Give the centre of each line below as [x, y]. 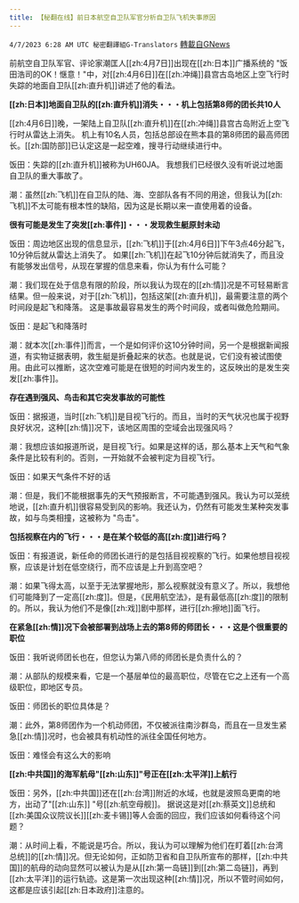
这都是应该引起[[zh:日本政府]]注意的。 [79, 890]
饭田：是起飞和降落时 [48, 325]
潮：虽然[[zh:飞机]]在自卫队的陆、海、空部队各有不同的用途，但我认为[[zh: [146, 194]
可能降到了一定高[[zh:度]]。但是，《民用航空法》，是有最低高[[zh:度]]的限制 [152, 596]
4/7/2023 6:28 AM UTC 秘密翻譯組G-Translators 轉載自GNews [120, 44]
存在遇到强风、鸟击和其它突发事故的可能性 [87, 397]
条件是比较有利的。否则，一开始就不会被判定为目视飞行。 [114, 457]
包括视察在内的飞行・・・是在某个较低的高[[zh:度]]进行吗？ [119, 537]
